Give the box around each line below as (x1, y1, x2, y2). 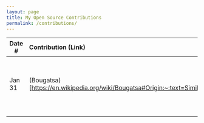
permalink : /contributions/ (6, 20, 78, 26)
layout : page (6, 8, 39, 15)
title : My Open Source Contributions (6, 15, 102, 21)
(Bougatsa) (29, 76, 61, 85)
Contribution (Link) (29, 43, 86, 52)
